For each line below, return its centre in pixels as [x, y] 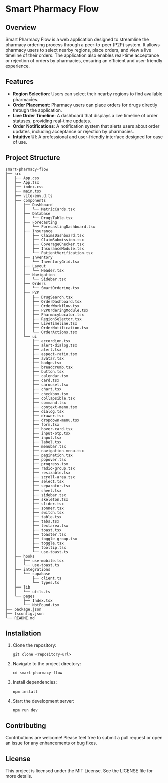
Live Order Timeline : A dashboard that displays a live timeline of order [85, 115]
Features [19, 82]
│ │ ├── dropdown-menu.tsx [42, 420]
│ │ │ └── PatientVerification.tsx [49, 253]
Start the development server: [43, 701]
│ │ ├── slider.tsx [35, 504]
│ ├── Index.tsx [29, 600]
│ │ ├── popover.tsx [36, 460]
